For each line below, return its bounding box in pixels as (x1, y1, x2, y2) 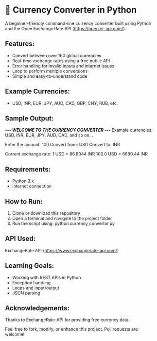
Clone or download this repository (12, 210, 81, 216)
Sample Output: (5, 114, 54, 122)
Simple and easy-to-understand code (12, 73, 87, 79)
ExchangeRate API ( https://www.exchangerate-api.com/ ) (5, 247, 119, 253)
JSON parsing (12, 290, 40, 296)
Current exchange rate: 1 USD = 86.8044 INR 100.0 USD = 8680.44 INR (5, 151, 148, 157)
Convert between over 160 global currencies (12, 52, 102, 58)
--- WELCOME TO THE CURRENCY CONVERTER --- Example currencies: (5, 127, 153, 133)
